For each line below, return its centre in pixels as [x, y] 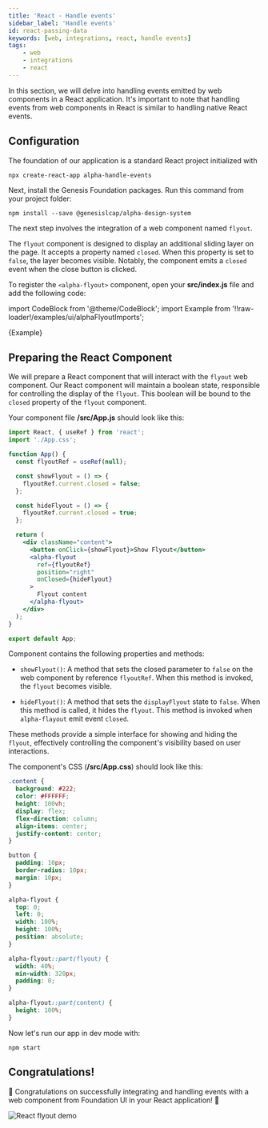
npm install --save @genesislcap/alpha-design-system [100, 213]
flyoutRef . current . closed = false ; [82, 484]
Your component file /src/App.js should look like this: [96, 418]
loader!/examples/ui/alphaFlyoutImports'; [76, 317]
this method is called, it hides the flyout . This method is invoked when [136, 710]
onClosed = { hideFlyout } [75, 580]
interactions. [29, 751]
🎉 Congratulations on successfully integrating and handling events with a [129, 1091]
